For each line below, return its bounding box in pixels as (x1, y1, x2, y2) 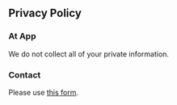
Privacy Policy (8, 6, 82, 20)
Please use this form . (8, 87, 79, 97)
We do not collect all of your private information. (8, 48, 170, 59)
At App (8, 31, 36, 42)
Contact (8, 69, 41, 80)
